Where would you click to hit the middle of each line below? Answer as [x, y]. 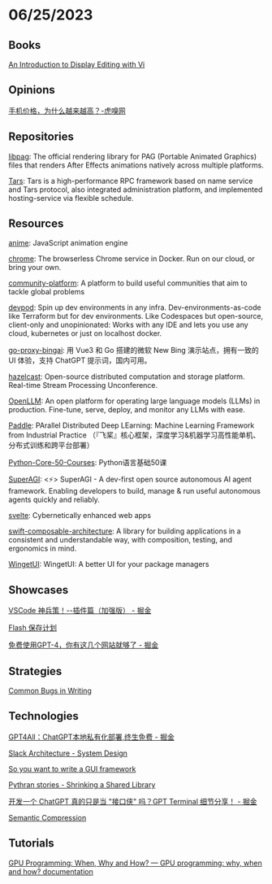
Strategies [35, 671]
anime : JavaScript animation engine [68, 243]
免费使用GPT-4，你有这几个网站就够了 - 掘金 [84, 645]
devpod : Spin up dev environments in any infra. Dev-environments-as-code [135, 307]
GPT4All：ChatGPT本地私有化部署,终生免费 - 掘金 [91, 737]
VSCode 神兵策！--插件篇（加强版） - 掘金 [80, 611]
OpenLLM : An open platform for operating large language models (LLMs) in [134, 401]
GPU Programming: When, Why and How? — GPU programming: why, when [135, 863]
